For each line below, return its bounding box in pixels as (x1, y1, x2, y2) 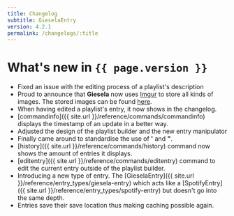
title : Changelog (7, 10, 58, 17)
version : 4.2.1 (7, 23, 52, 30)
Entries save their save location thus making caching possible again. (17, 201, 214, 210)
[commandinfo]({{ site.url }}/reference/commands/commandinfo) (17, 112, 205, 121)
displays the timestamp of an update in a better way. (17, 120, 169, 128)
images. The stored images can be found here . (17, 98, 152, 106)
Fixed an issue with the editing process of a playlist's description (17, 83, 204, 91)
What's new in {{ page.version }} (7, 60, 208, 75)
